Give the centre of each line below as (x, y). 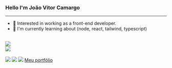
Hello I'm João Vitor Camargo (43, 8)
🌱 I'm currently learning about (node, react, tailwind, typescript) (80, 29)
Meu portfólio (38, 60)
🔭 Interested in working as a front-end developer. (64, 23)
